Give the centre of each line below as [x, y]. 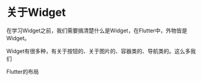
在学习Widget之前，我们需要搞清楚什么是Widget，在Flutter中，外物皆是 [97, 30]
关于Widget [36, 12]
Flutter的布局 [23, 71]
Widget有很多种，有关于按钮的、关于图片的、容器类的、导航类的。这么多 [99, 51]
